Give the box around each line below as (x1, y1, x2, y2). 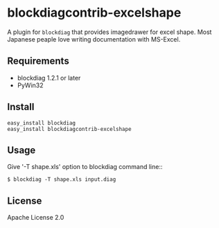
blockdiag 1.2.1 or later (17, 73, 81, 82)
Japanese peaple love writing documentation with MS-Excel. (7, 35, 181, 43)
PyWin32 (17, 81, 44, 89)
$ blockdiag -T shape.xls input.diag (7, 176, 116, 183)
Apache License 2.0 (7, 213, 64, 222)
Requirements (7, 55, 69, 67)
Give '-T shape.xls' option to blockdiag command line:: (7, 163, 163, 171)
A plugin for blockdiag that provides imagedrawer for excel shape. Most (7, 28, 212, 36)
